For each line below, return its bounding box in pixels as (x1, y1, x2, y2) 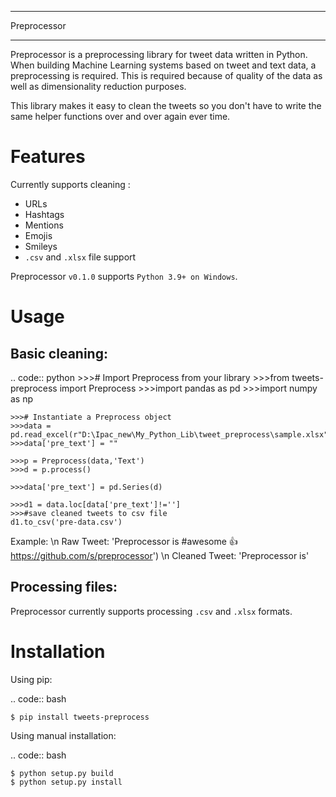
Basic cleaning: (10, 345, 108, 362)
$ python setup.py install (10, 777, 123, 787)
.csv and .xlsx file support (24, 251, 137, 263)
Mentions (24, 219, 64, 231)
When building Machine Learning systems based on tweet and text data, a (10, 59, 317, 71)
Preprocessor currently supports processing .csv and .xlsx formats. (10, 605, 293, 617)
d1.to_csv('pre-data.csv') (10, 517, 123, 527)
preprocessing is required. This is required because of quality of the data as (10, 70, 323, 81)
